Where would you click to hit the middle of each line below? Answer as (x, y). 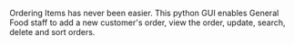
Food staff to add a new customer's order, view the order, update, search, (147, 22)
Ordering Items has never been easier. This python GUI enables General (144, 13)
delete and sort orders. (52, 32)
